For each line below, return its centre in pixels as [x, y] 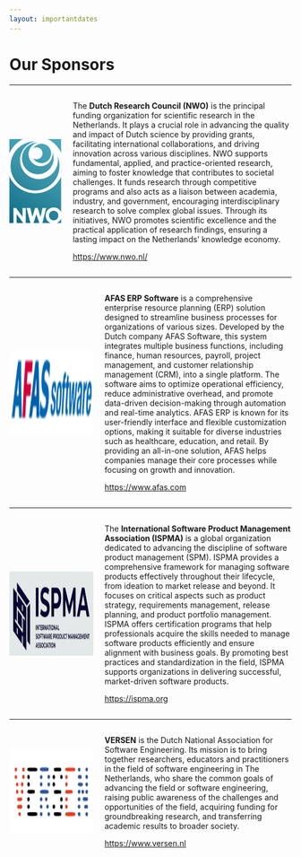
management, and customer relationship [179, 364]
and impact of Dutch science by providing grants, [164, 134]
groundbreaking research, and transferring [183, 816]
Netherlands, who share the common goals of [189, 778]
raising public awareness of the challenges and [192, 797]
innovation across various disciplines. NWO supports [171, 153]
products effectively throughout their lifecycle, [190, 576]
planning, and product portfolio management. [188, 614]
